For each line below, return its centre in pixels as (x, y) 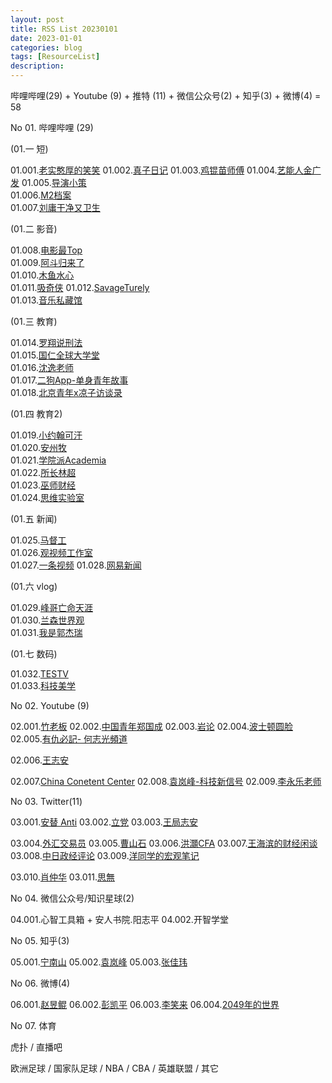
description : (37, 66)
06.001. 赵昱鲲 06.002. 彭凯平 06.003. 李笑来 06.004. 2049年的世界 (145, 1004)
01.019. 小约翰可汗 (46, 435)
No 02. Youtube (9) (50, 705)
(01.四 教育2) (36, 414)
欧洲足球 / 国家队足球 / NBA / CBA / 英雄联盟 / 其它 (115, 1068)
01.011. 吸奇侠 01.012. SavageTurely (80, 287)
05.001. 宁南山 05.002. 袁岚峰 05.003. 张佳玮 (99, 962)
